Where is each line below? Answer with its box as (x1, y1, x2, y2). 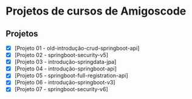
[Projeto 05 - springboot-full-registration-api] (14, 72, 128, 80)
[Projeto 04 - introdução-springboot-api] (14, 65, 117, 72)
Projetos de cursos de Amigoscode (5, 4, 187, 18)
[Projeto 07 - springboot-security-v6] (14, 86, 108, 93)
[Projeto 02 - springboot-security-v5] (14, 52, 109, 59)
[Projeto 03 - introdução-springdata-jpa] (14, 58, 117, 66)
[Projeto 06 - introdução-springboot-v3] (14, 79, 116, 86)
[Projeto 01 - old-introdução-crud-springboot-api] (14, 44, 140, 52)
